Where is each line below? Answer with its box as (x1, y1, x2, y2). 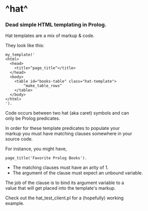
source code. (5, 136, 33, 142)
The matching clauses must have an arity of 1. (12, 164, 109, 170)
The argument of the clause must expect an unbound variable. (12, 170, 143, 176)
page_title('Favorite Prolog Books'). (5, 156, 87, 161)
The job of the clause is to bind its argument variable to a (5, 180, 124, 186)
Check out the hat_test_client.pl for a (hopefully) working (5, 195, 124, 201)
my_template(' (5, 52, 35, 57)
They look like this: (5, 43, 45, 49)
